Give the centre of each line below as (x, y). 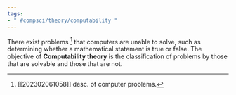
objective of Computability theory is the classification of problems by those (118, 56)
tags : (15, 14)
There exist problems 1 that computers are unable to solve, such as (104, 41)
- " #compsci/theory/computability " (63, 20)
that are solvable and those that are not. (65, 64)
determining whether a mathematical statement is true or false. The (105, 49)
